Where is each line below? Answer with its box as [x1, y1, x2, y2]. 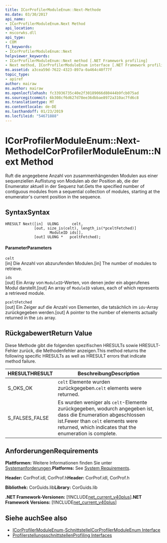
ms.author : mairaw [5, 86, 43, 91]
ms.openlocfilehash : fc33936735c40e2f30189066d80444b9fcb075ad [5, 90, 139, 95]
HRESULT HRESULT [7, 370, 53, 377]
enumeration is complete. [58, 430, 117, 437]
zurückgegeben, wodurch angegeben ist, [58, 405, 154, 412]
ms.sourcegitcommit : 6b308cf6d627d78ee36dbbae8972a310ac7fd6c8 [5, 95, 139, 100]
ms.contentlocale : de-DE [5, 104, 57, 109]
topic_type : [5, 72, 30, 77]
